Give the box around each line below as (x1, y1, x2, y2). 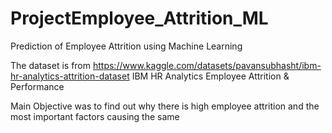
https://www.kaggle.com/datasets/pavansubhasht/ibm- (92, 59, 322, 71)
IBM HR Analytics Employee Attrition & (131, 70, 290, 82)
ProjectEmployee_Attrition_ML (10, 7, 269, 30)
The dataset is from (10, 59, 92, 71)
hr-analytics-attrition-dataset (10, 70, 130, 82)
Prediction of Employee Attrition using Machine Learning (10, 40, 243, 52)
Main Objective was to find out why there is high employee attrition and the (10, 100, 320, 112)
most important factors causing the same (10, 110, 180, 122)
